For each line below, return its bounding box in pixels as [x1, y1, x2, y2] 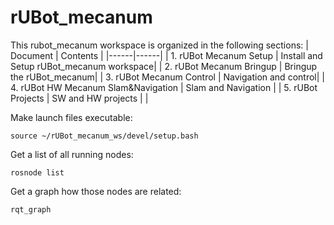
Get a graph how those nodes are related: [10, 185, 182, 197]
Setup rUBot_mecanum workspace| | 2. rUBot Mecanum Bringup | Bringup [10, 60, 318, 72]
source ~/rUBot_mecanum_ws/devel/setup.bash [10, 131, 199, 141]
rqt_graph [10, 204, 52, 215]
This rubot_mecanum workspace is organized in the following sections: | [10, 39, 309, 51]
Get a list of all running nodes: [10, 148, 134, 160]
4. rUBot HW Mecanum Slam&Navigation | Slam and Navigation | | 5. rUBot [10, 81, 318, 93]
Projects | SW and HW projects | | [10, 92, 149, 104]
